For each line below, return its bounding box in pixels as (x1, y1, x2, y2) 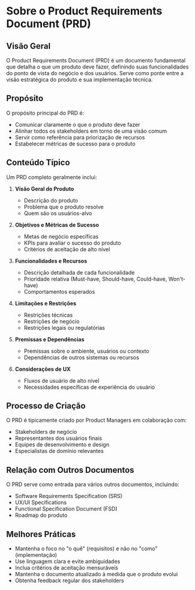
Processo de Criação (6, 401, 86, 411)
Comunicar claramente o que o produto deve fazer (14, 121, 140, 128)
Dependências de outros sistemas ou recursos (23, 353, 139, 361)
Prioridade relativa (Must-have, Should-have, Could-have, (23, 275, 167, 282)
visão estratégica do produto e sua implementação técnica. (6, 76, 153, 83)
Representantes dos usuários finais (14, 434, 103, 442)
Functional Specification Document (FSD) (14, 505, 118, 512)
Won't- (168, 275, 186, 282)
